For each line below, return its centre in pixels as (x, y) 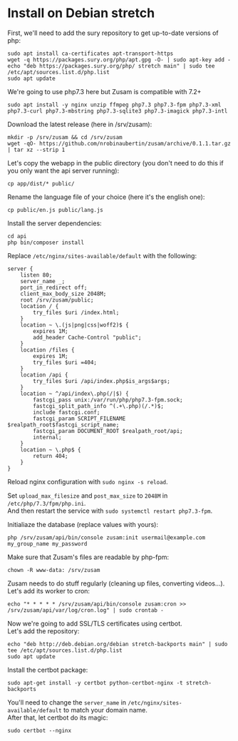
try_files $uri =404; (65, 362)
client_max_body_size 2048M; (63, 294)
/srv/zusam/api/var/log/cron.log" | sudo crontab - (86, 610)
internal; (47, 437)
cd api (17, 236)
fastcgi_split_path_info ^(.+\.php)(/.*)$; (98, 406)
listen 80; (36, 275)
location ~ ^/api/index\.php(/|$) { (75, 394)
